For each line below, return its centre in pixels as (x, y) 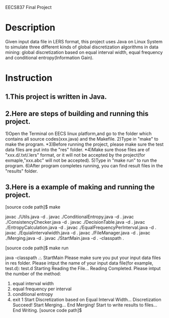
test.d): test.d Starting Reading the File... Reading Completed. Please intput (83, 269)
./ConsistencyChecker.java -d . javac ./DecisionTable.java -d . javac (75, 222)
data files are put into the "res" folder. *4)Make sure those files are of (78, 150)
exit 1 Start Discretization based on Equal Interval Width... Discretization (87, 300)
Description (30, 28)
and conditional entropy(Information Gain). (49, 57)
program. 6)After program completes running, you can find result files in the (84, 166)
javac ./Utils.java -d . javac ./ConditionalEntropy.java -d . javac (70, 217)
